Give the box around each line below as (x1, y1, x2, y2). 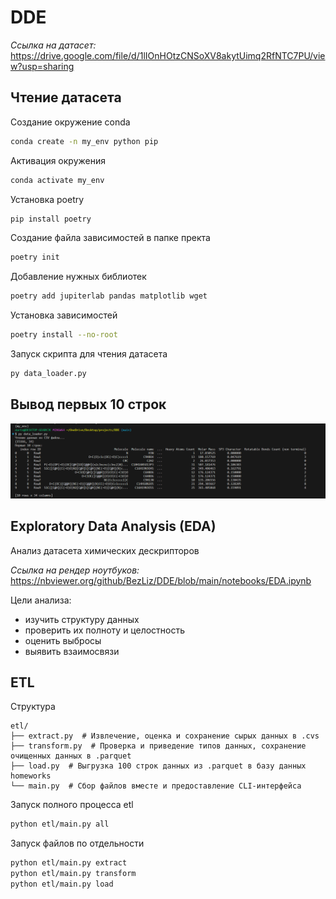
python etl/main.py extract (10, 858, 128, 868)
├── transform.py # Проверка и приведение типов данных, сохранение (10, 741, 307, 751)
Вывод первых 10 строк (10, 396, 167, 413)
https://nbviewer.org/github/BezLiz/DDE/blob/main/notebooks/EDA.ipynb (10, 574, 312, 586)
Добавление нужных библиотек (10, 271, 147, 283)
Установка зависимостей (10, 309, 118, 321)
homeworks (10, 771, 52, 781)
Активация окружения (10, 154, 106, 166)
